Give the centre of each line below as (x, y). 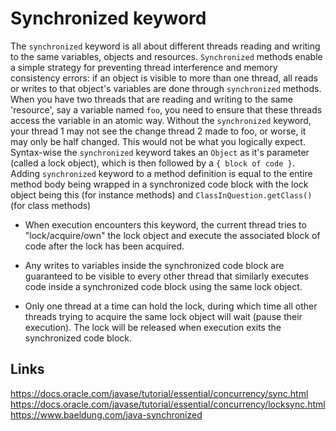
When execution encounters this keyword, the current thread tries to (165, 224)
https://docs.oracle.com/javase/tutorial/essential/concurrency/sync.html (159, 393)
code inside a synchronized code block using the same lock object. (163, 286)
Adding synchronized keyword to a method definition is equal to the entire (161, 173)
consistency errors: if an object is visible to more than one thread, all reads (164, 78)
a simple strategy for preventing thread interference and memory (144, 67)
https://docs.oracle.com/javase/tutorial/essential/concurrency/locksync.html (168, 404)
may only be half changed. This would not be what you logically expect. (158, 141)
